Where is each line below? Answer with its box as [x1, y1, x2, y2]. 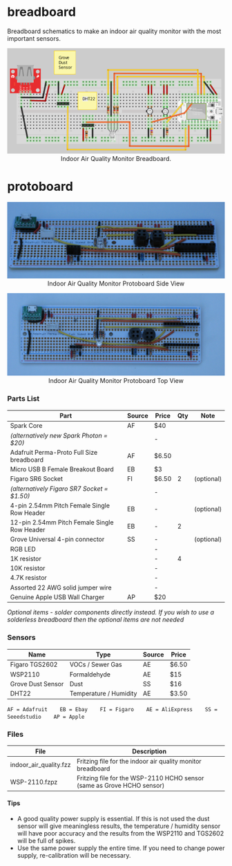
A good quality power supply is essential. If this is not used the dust [17, 814, 210, 822]
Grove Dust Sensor [10, 679, 64, 688]
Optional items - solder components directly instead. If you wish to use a [7, 608, 215, 616]
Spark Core [10, 422, 43, 430]
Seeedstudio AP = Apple [7, 713, 85, 720]
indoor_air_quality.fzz [10, 761, 71, 769]
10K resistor [10, 564, 46, 572]
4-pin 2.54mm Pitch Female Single [10, 501, 110, 509]
